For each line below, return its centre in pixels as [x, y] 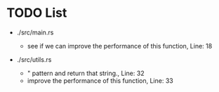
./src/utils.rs [34, 59]
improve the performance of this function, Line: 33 [100, 80]
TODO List [37, 13]
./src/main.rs [35, 32]
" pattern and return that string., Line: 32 [86, 73]
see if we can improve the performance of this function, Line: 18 [120, 46]
